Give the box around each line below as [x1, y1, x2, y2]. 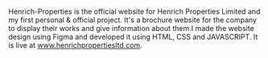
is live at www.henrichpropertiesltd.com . [8, 41, 142, 50]
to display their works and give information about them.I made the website [8, 24, 255, 33]
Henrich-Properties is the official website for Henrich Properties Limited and [8, 7, 261, 16]
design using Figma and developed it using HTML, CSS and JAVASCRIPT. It [8, 32, 258, 41]
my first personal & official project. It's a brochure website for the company [8, 15, 258, 25]
